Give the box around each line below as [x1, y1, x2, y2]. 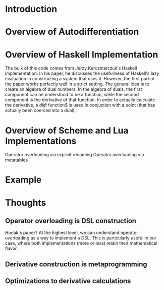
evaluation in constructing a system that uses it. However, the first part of [5, 76, 155, 82]
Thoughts [5, 197, 46, 208]
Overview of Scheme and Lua [5, 125, 129, 136]
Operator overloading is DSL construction [5, 217, 136, 225]
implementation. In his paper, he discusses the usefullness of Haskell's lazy [5, 70, 160, 76]
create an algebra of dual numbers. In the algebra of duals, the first [5, 86, 142, 92]
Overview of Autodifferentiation [5, 26, 139, 38]
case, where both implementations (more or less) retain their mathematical [5, 240, 158, 246]
